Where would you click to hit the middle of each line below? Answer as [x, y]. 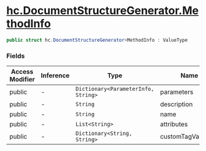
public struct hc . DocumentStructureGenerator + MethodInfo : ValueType [97, 40]
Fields [16, 56]
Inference [55, 75]
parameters [177, 92]
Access [22, 72]
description [177, 104]
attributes [174, 125]
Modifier [22, 79]
